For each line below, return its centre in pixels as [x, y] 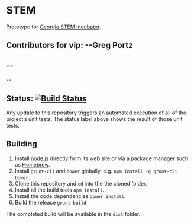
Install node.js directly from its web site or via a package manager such [101, 158]
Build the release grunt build [51, 202]
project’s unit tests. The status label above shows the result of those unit [94, 119]
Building [22, 144]
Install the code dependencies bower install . [70, 196]
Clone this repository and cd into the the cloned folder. [81, 183]
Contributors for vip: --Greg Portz [69, 45]
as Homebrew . [32, 164]
